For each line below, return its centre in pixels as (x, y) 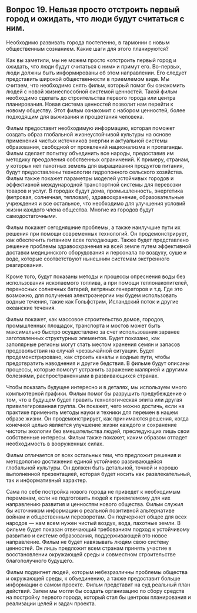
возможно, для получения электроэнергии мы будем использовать (92, 295)
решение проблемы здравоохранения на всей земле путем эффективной (99, 246)
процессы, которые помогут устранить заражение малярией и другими (97, 369)
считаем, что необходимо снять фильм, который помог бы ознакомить (96, 85)
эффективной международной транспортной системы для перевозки (94, 184)
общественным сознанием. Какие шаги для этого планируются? (87, 48)
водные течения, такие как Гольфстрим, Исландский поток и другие (92, 301)
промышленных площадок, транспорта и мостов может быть (83, 325)
